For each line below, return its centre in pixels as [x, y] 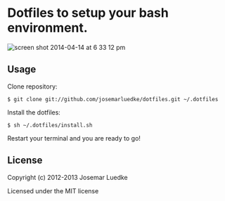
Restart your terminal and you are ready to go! [74, 138]
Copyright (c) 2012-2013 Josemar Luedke [67, 177]
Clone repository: [32, 86]
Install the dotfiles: [34, 112]
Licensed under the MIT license [53, 190]
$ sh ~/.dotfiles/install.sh [50, 125]
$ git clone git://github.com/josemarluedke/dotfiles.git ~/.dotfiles [113, 99]
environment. [47, 28]
